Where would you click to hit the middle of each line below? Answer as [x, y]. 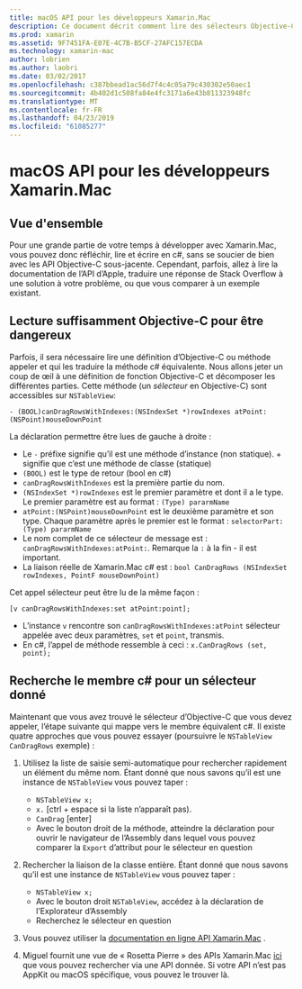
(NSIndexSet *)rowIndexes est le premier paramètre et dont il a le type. [153, 492]
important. [41, 557]
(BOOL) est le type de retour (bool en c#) [97, 473]
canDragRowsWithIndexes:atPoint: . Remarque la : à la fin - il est [140, 548]
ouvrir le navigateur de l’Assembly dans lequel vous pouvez [146, 838]
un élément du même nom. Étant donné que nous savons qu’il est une [151, 772]
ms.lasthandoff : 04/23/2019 [62, 118]
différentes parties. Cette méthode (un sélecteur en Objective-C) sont [138, 386]
